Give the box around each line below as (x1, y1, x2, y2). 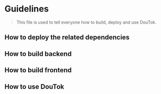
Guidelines (4, 3, 49, 14)
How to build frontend (4, 66, 72, 74)
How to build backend (4, 50, 72, 58)
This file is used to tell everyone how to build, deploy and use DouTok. (16, 19, 157, 25)
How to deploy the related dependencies (4, 33, 129, 41)
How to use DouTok (4, 82, 64, 91)
